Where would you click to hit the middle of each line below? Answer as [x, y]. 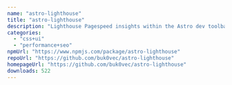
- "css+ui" [29, 39]
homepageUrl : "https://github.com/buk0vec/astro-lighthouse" [97, 64]
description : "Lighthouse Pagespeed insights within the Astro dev [106, 26]
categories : [24, 33]
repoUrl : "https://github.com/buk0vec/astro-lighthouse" [91, 58]
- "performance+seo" [43, 45]
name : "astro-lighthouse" [44, 13]
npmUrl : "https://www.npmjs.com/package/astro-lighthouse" [94, 52]
